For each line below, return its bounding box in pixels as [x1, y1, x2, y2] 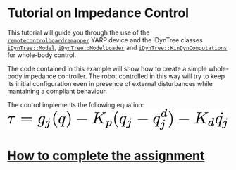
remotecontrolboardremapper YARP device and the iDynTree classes [7, 35, 203, 44]
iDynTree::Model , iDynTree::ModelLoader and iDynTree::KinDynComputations [7, 43, 228, 51]
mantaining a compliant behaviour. [7, 87, 108, 95]
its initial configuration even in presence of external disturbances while [7, 79, 213, 87]
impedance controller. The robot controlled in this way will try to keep [23, 72, 225, 80]
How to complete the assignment [7, 148, 205, 164]
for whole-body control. [7, 51, 77, 59]
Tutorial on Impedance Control [7, 5, 189, 21]
